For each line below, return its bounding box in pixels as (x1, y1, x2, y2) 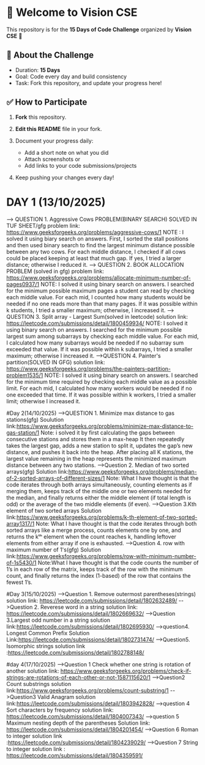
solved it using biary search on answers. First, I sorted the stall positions (6, 235, 188, 242)
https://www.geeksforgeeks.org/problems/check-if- (60, 667, 192, 674)
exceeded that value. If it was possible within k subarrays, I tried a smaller (6, 345, 193, 353)
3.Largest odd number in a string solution (6, 616, 111, 624)
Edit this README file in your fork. (15, 125, 102, 132)
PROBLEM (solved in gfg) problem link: (6, 267, 105, 275)
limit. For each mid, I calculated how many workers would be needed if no (6, 384, 193, 392)
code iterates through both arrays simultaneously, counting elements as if (6, 480, 192, 488)
